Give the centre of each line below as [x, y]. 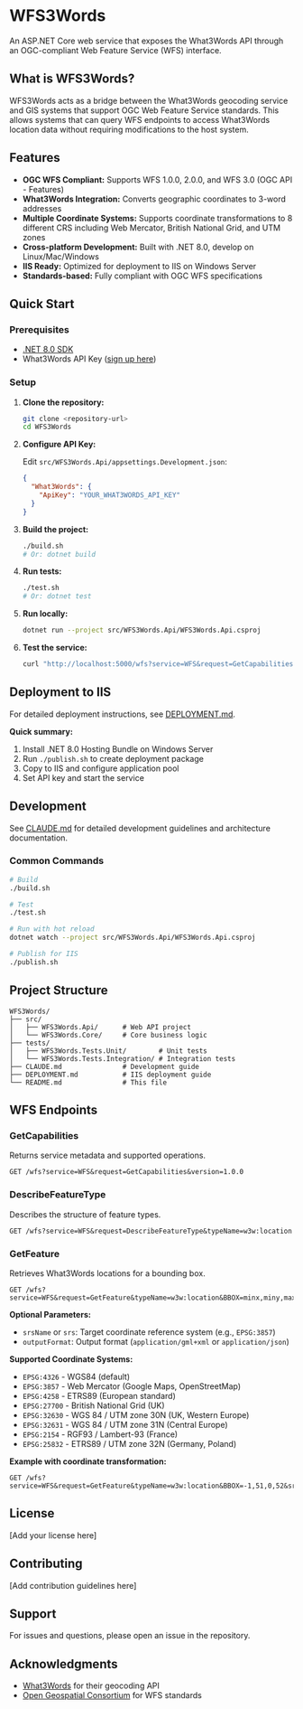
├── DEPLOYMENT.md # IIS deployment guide [110, 1075]
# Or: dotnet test [57, 596]
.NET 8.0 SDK [48, 350]
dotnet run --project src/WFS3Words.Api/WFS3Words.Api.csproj [142, 630]
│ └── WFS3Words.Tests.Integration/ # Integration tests [123, 1058]
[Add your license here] [53, 1535]
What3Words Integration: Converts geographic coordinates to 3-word [154, 199]
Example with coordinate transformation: [88, 1461]
